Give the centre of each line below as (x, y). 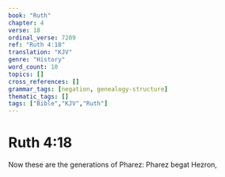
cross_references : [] (44, 81)
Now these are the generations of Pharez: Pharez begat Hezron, (113, 165)
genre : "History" (37, 60)
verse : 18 (25, 30)
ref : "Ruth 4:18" (37, 45)
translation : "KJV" (40, 52)
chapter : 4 (26, 23)
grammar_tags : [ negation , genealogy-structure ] (88, 89)
